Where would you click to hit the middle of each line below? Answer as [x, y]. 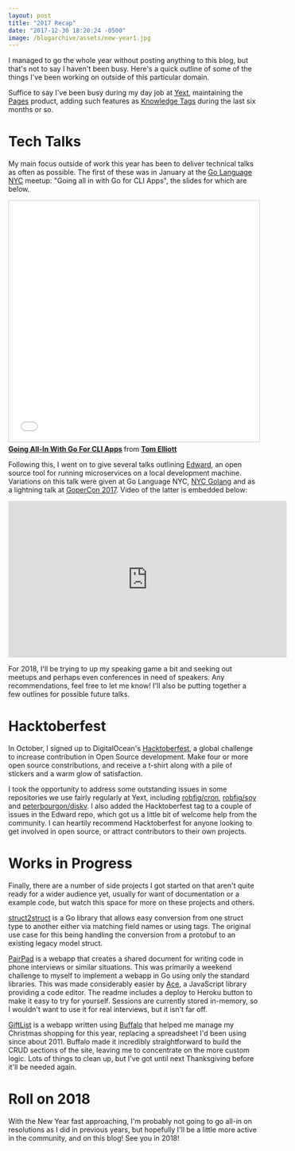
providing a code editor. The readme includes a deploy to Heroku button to [130, 993]
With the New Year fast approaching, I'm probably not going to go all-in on [130, 1121]
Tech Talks [45, 142]
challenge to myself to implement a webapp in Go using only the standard [129, 976]
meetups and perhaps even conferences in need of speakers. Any [116, 678]
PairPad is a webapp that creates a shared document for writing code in [126, 959]
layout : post [30, 16]
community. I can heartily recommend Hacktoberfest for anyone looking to [130, 823]
